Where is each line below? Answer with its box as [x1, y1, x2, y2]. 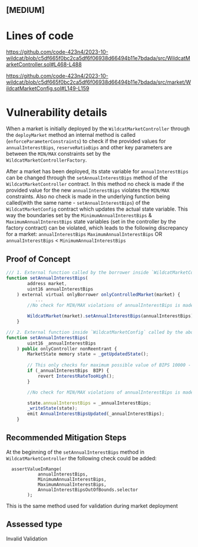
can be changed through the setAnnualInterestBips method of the [6, 174, 168, 181]
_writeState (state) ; [27, 405, 78, 411]
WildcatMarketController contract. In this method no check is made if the [6, 181, 184, 188]
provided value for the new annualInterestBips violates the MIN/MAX [6, 186, 170, 194]
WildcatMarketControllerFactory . [6, 156, 87, 163]
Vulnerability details [6, 106, 107, 119]
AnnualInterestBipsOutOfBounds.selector [37, 487, 138, 493]
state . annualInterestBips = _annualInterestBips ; [27, 400, 151, 406]
